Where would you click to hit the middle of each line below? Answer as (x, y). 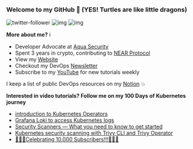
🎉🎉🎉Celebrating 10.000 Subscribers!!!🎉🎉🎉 (67, 139)
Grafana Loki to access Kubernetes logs (64, 120)
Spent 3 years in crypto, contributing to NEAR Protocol (82, 53)
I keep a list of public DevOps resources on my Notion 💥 (76, 84)
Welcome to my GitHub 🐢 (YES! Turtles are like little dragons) (97, 10)
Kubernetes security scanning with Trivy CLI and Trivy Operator (94, 133)
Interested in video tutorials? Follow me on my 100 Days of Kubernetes (96, 96)
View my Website (36, 59)
